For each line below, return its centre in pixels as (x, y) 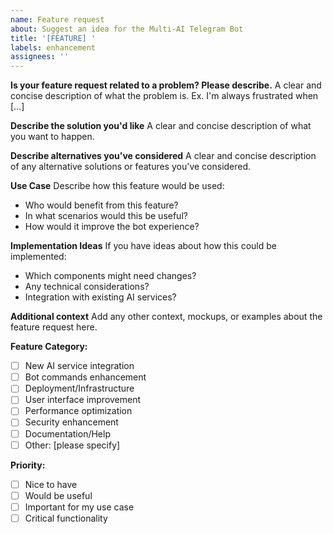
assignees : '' (40, 57)
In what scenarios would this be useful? (106, 216)
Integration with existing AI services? (100, 297)
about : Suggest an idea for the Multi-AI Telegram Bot (127, 29)
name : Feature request (57, 19)
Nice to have (51, 484)
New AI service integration (79, 366)
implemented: (38, 257)
